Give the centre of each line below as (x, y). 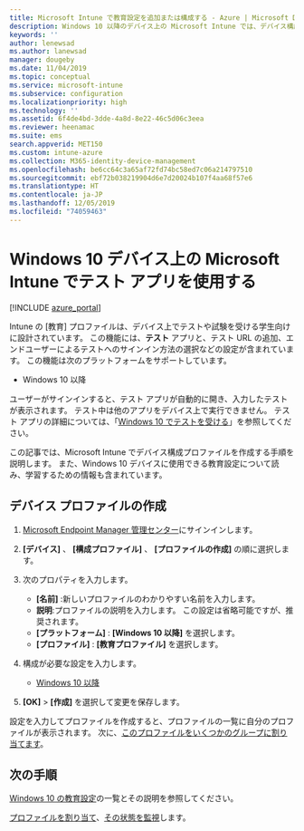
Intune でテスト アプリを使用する (133, 281)
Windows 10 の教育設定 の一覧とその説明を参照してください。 (124, 798)
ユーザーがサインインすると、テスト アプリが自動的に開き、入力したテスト (149, 399)
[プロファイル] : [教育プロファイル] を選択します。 (129, 643)
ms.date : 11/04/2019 (48, 69)
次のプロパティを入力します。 (77, 579)
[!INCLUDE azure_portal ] (55, 307)
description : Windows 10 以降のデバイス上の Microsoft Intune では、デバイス (148, 26)
